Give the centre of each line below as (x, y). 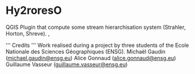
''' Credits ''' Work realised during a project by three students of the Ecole (97, 45)
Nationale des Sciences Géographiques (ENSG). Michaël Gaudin (86, 51)
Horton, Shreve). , (28, 33)
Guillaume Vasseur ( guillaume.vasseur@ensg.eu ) (67, 64)
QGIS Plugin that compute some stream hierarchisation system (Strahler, (96, 27)
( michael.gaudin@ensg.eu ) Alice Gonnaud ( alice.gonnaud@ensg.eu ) (91, 58)
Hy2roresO (34, 11)
